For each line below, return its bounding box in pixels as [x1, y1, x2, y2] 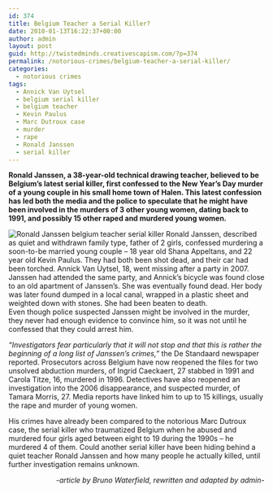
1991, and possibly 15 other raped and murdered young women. [8, 213, 227, 224]
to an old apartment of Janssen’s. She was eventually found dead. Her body [8, 281, 262, 291]
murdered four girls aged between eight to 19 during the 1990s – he [8, 434, 234, 443]
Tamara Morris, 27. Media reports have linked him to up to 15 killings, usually [8, 392, 264, 402]
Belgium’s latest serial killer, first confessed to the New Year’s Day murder [8, 179, 263, 189]
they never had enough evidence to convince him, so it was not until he [8, 316, 247, 325]
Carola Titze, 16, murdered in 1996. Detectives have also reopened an [8, 375, 241, 385]
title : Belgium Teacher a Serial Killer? [8, 20, 151, 28]
